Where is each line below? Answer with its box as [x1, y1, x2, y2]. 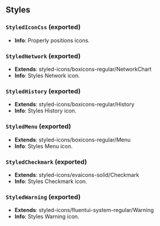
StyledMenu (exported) [5, 122, 72, 131]
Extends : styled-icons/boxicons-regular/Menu [14, 136, 131, 143]
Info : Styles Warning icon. [14, 213, 79, 220]
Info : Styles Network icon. [14, 72, 80, 79]
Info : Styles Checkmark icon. [14, 178, 87, 185]
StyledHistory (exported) [5, 87, 81, 95]
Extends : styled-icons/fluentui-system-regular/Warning [14, 207, 154, 214]
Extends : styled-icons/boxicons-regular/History [14, 101, 135, 108]
